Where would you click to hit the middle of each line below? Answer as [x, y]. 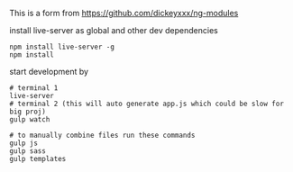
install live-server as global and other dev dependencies [114, 30]
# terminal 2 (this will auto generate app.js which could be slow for [146, 104]
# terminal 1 [34, 88]
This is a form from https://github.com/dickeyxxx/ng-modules [124, 13]
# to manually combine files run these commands [102, 135]
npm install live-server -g [62, 47]
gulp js [24, 143]
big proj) [28, 112]
